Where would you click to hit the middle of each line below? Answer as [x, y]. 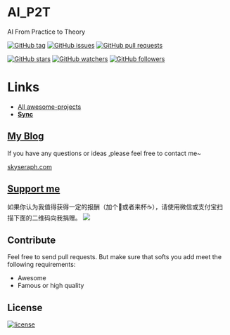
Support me [34, 189]
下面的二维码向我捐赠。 [47, 218]
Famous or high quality [51, 286]
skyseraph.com [30, 166]
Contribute [32, 240]
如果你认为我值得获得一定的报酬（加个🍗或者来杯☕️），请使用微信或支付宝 [112, 206]
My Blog [26, 137]
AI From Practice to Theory [46, 32]
